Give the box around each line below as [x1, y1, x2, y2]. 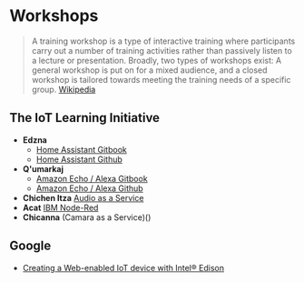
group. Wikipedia [31, 84, 96, 95]
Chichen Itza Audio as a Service [22, 192, 144, 203]
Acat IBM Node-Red [22, 202, 99, 213]
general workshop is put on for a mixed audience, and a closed [31, 65, 268, 76]
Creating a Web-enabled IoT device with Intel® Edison [22, 262, 225, 273]
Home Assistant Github [35, 154, 123, 165]
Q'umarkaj [22, 163, 64, 174]
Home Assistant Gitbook [35, 144, 127, 155]
